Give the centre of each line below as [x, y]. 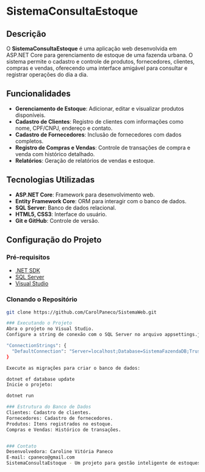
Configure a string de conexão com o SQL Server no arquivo [85, 335]
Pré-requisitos [28, 257]
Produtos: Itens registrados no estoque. [60, 424]
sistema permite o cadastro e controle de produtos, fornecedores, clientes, [101, 62]
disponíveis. [30, 115]
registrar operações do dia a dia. [47, 74]
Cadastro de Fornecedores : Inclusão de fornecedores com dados [98, 134]
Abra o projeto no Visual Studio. [50, 329]
